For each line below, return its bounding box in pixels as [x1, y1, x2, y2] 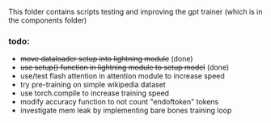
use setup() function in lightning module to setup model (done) [19, 62, 230, 72]
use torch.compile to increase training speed [19, 88, 170, 98]
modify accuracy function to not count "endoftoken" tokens [19, 97, 219, 107]
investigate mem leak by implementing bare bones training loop [19, 105, 232, 116]
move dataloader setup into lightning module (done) [19, 54, 193, 64]
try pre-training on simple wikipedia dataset [19, 80, 166, 90]
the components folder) [8, 15, 87, 25]
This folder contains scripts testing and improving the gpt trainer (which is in [8, 7, 263, 16]
